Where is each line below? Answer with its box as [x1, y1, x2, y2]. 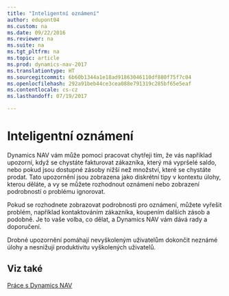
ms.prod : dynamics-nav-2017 [7, 61, 88, 68]
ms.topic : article [7, 55, 60, 62]
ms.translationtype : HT [7, 67, 75, 74]
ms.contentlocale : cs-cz [7, 86, 78, 93]
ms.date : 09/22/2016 [7, 29, 67, 36]
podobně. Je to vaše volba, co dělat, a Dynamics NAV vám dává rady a [7, 215, 208, 223]
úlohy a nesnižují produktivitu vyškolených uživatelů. [7, 243, 156, 251]
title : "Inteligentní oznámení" [7, 10, 99, 17]
